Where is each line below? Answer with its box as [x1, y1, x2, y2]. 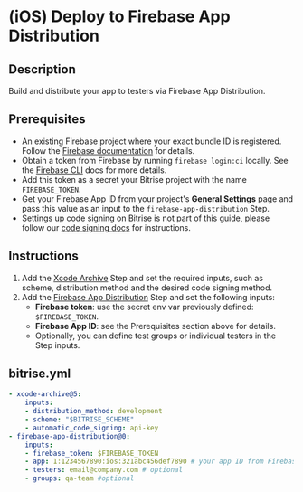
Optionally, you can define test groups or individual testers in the [34, 330, 277, 341]
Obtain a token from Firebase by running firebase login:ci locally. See [21, 155, 289, 166]
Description [8, 61, 76, 77]
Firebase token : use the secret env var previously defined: [34, 301, 254, 312]
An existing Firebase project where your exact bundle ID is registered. [21, 136, 282, 147]
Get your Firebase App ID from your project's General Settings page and [21, 193, 294, 204]
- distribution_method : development [24, 407, 164, 416]
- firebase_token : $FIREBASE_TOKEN [24, 449, 159, 458]
